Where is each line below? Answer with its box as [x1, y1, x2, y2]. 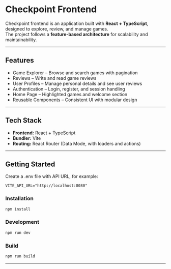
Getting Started [5, 160, 55, 168]
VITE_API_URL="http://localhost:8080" [5, 183, 88, 189]
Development [5, 219, 40, 226]
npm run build [5, 254, 36, 259]
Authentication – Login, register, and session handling [12, 85, 126, 92]
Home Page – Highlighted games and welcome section [12, 91, 128, 97]
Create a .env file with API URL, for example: [5, 173, 98, 180]
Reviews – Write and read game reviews [12, 75, 97, 81]
